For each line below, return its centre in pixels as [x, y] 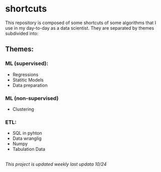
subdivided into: [22, 33]
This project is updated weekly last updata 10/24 [56, 164]
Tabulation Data [29, 149]
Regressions [25, 74]
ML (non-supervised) [32, 98]
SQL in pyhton [27, 133]
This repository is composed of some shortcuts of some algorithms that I [81, 23]
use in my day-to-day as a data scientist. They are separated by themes [80, 28]
